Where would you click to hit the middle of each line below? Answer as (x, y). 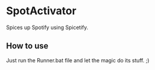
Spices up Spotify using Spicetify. (47, 27)
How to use (27, 46)
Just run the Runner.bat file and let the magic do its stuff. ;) (78, 60)
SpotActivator (41, 11)
